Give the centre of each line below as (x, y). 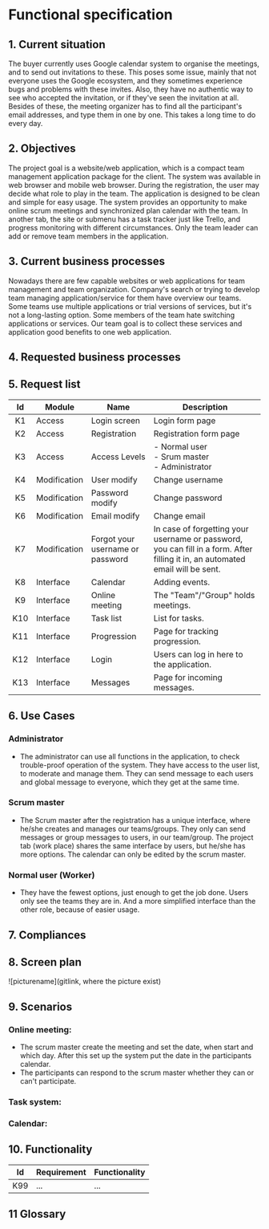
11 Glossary (37, 1214)
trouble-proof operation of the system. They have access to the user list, (140, 765)
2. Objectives (42, 149)
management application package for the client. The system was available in (134, 176)
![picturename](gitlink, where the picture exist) (85, 982)
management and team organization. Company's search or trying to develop (134, 289)
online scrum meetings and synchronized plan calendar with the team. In (128, 210)
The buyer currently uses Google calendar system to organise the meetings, (134, 63)
